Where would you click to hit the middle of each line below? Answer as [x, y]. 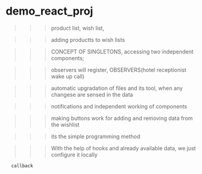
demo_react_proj [50, 11]
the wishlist [65, 124]
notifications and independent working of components [119, 106]
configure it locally [74, 155]
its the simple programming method [96, 136]
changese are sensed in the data [92, 94]
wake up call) [68, 76]
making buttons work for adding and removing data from [122, 118]
